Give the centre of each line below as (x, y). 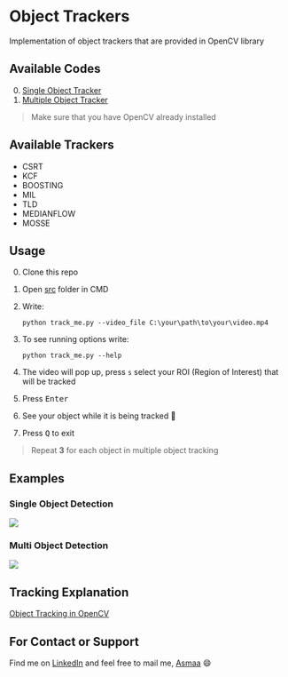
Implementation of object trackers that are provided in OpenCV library (136, 41)
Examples (37, 478)
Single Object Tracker (62, 90)
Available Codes (55, 69)
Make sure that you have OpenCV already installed (124, 116)
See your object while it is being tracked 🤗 (99, 416)
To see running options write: (75, 339)
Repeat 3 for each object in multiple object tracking (125, 450)
